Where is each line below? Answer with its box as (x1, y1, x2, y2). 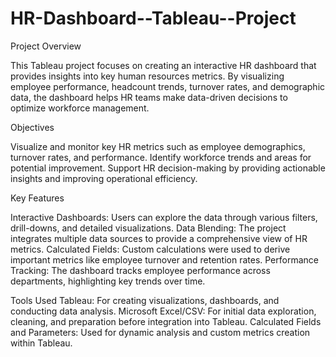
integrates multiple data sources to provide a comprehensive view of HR (10, 232, 308, 244)
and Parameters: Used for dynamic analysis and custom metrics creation (10, 326, 311, 338)
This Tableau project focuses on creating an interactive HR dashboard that (10, 59, 317, 71)
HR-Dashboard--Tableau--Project (10, 7, 297, 30)
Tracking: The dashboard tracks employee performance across (10, 264, 271, 276)
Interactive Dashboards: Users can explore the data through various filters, (10, 211, 318, 223)
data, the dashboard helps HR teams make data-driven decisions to (10, 91, 288, 103)
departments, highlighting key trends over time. (10, 275, 206, 287)
